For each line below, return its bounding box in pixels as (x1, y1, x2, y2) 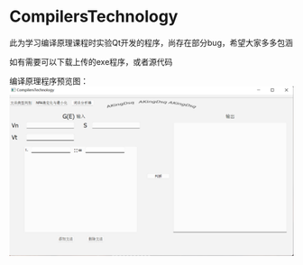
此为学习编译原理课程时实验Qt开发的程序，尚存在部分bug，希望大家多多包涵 (9, 37, 293, 48)
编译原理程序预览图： (9, 75, 88, 87)
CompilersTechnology (9, 6, 179, 27)
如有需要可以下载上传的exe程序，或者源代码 (9, 56, 173, 67)
